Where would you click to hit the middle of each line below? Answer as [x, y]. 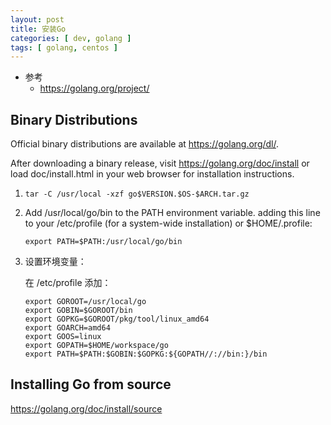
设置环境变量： [55, 262]
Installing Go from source [91, 384]
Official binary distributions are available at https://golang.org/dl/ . [145, 144]
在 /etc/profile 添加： [68, 283]
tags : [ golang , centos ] [64, 47]
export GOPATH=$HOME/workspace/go [96, 346]
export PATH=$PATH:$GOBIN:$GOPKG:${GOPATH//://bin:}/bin [146, 354]
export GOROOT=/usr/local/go [85, 302]
